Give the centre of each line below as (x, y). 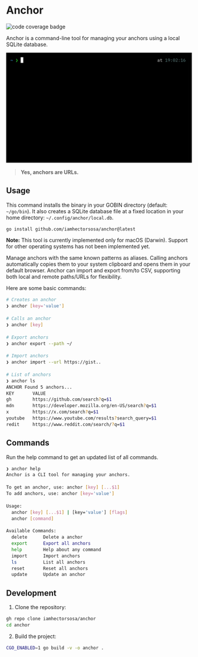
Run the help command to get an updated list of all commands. (82, 457)
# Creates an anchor (32, 300)
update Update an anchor (48, 575)
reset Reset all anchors (50, 568)
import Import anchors (46, 556)
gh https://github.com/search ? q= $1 (59, 399)
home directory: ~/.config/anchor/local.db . (60, 217)
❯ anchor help (24, 469)
